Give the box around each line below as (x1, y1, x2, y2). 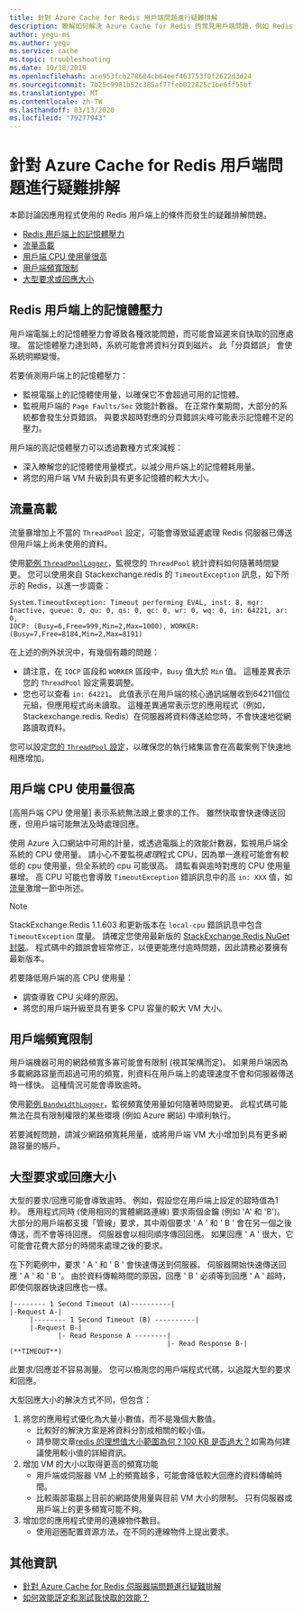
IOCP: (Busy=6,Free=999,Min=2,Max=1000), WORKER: (9, 621, 200, 631)
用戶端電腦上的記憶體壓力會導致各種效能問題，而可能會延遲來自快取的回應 (9, 328, 286, 339)
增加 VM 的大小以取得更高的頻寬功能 (22, 1459, 159, 1469)
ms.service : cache (9, 47, 78, 56)
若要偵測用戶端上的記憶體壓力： (9, 370, 128, 380)
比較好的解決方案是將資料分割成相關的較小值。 (35, 1425, 210, 1436)
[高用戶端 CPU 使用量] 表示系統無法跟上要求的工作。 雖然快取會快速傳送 (9, 807, 278, 818)
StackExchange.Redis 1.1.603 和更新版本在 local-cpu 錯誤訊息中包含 (9, 919, 263, 929)
